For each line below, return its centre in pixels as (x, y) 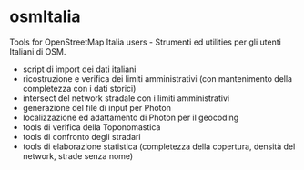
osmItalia (45, 17)
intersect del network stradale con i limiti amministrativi (126, 98)
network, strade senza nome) (78, 155)
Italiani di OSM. (38, 51)
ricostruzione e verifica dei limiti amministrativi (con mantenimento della (157, 78)
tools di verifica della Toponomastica (91, 127)
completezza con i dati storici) (79, 88)
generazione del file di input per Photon (96, 107)
